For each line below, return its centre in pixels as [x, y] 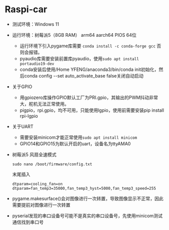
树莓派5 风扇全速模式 [34, 155]
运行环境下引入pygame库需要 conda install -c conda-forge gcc [88, 46]
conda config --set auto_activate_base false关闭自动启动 [84, 75]
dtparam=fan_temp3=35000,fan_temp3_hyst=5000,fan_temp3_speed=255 [84, 188]
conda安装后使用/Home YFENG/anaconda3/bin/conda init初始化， [89, 69]
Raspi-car [26, 9]
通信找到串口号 [28, 222]
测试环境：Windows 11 [36, 24]
